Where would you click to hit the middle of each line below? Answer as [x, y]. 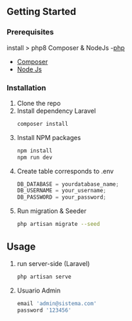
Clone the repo [39, 103]
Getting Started [42, 12]
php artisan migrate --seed [58, 224]
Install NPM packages [49, 137]
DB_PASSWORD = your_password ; [62, 197]
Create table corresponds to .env [65, 171]
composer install [43, 124]
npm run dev [34, 157]
